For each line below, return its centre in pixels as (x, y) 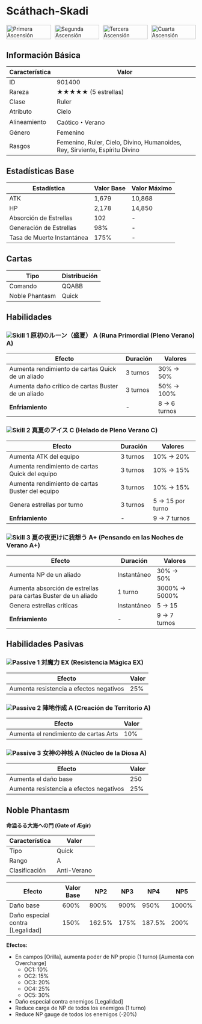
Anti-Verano (74, 870)
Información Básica (44, 55)
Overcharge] (31, 963)
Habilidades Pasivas (45, 644)
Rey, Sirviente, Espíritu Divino (98, 150)
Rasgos (20, 146)
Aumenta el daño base (41, 779)
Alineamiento (28, 122)
